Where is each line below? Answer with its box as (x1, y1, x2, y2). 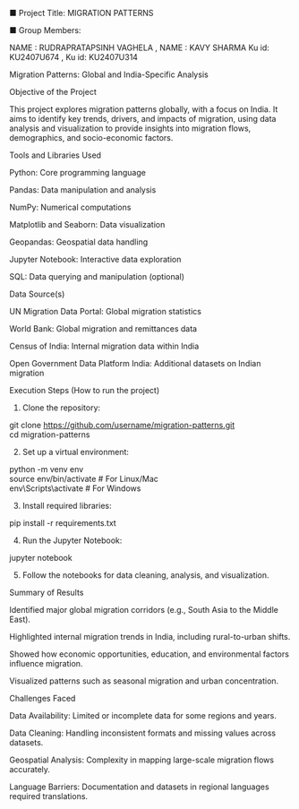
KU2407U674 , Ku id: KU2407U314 (9, 52, 139, 62)
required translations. (9, 791, 88, 801)
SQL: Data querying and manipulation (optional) (9, 271, 185, 281)
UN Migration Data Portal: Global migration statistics (9, 306, 201, 316)
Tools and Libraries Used (9, 150, 101, 160)
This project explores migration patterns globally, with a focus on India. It (9, 104, 278, 115)
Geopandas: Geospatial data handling (9, 237, 149, 247)
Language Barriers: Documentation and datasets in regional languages (9, 781, 270, 792)
